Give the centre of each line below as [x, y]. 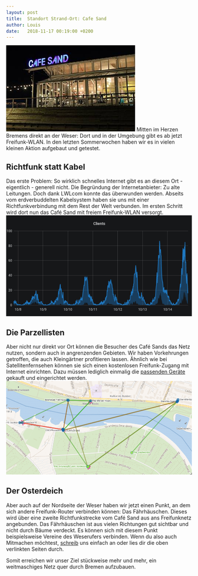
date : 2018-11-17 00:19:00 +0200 [50, 31]
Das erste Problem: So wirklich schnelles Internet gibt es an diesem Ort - [94, 181]
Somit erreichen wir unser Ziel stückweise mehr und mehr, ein [81, 560]
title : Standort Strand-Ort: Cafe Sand [57, 19]
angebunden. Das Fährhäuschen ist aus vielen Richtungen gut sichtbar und [97, 524]
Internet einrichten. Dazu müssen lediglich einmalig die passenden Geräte [96, 372]
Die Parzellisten [35, 332]
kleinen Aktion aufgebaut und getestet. [53, 148]
